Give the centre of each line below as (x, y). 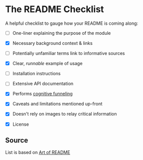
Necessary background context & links (52, 43)
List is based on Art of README (38, 152)
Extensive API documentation (43, 84)
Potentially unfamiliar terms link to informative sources (69, 54)
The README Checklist (55, 9)
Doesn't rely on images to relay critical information (64, 114)
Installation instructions (37, 74)
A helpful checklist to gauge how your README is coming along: (72, 23)
